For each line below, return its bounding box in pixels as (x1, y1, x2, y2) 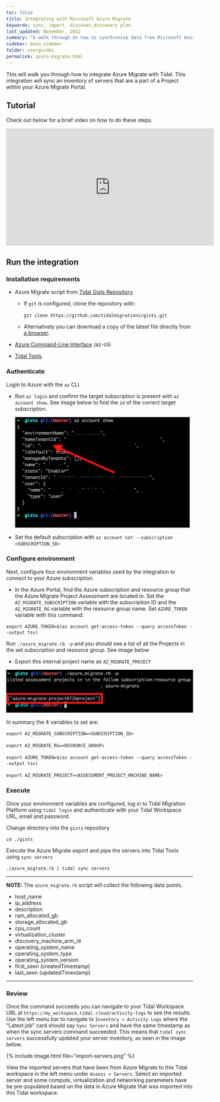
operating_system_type (14, 950, 72, 957)
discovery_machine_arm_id (14, 937, 81, 944)
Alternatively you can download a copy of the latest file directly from (23, 323, 191, 330)
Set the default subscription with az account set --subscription (14, 533, 173, 541)
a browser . (23, 329, 50, 336)
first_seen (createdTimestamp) (14, 962, 90, 970)
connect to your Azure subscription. (6, 575, 94, 582)
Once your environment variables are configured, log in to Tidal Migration (6, 800, 186, 807)
